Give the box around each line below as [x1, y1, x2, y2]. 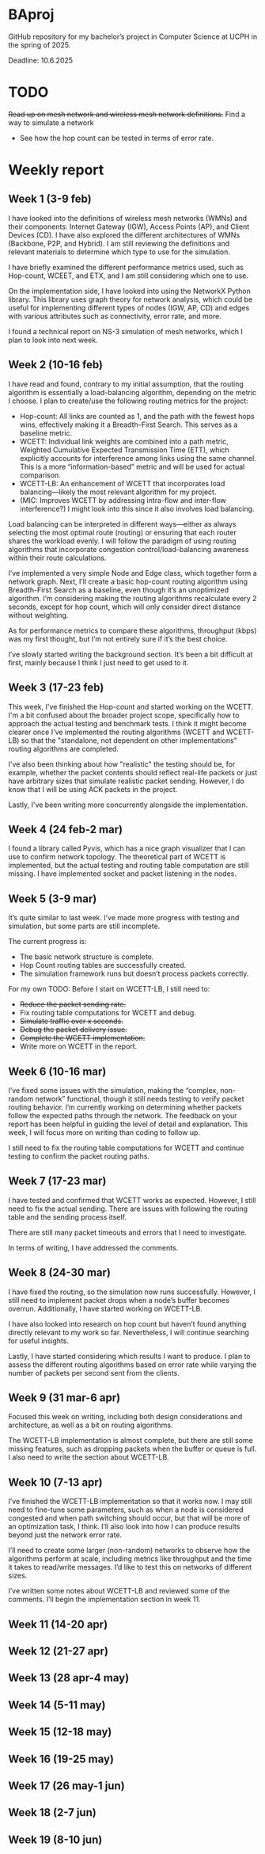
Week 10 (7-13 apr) [8, 1475, 103, 1489]
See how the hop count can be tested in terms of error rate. [19, 133, 214, 143]
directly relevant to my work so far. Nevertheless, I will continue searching [8, 1327, 249, 1337]
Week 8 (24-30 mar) [8, 1266, 111, 1280]
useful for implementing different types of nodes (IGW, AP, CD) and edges [8, 303, 250, 312]
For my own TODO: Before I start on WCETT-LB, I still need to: [8, 984, 210, 994]
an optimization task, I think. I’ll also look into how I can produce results [8, 1522, 240, 1532]
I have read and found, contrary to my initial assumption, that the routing [8, 379, 244, 389]
